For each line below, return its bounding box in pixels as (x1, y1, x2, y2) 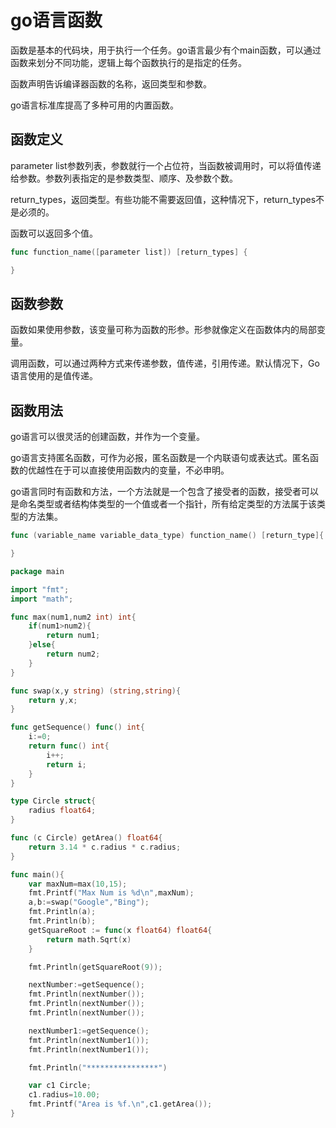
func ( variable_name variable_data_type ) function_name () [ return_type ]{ (10, 531, 325, 541)
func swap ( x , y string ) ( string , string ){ (10, 686, 182, 696)
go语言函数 (10, 9, 103, 32)
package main (10, 566, 65, 576)
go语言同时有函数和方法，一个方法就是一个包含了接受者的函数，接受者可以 (10, 486, 319, 498)
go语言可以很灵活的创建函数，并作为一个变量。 (10, 431, 205, 443)
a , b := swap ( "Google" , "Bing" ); (28, 897, 150, 908)
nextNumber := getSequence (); (28, 980, 145, 990)
